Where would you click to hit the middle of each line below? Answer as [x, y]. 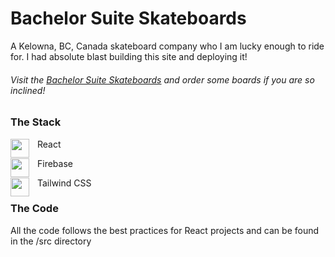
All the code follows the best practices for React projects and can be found [165, 230]
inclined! [28, 90]
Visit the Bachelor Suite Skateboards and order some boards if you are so [162, 79]
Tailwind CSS [64, 183]
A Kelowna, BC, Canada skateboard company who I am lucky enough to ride [167, 46]
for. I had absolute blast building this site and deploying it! [129, 56]
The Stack [36, 122]
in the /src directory [51, 241]
